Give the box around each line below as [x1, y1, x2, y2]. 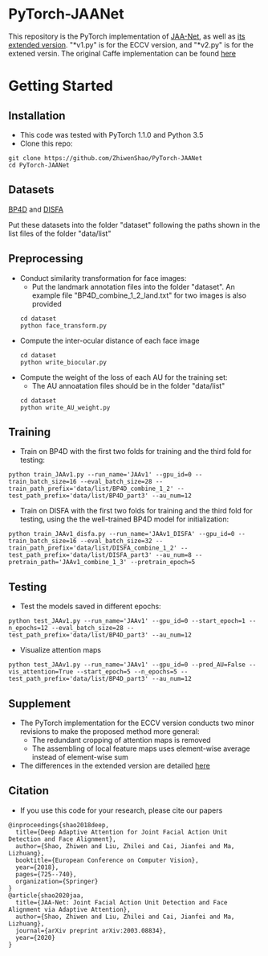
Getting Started [8, 77, 114, 95]
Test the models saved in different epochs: [19, 601, 162, 612]
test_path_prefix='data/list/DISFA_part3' [8, 551, 152, 559]
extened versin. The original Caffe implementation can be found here [8, 48, 237, 58]
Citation [8, 784, 50, 797]
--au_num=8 [155, 551, 193, 559]
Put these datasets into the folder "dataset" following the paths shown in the [8, 220, 261, 229]
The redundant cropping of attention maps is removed [31, 736, 211, 744]
